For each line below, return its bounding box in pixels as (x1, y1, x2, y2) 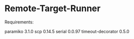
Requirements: (4, 19, 34, 25)
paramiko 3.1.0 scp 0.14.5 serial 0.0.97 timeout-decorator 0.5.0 (4, 28, 130, 34)
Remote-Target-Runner (4, 3, 101, 14)
